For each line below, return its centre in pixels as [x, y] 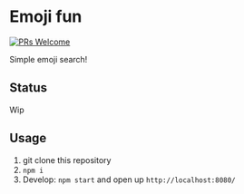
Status [29, 88]
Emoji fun [46, 17]
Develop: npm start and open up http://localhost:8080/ [129, 179]
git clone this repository [67, 160]
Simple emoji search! [49, 59]
